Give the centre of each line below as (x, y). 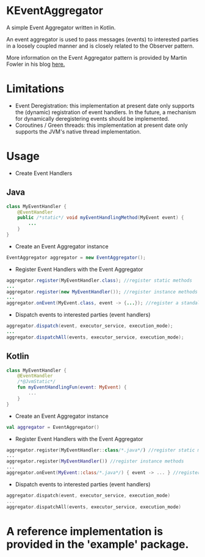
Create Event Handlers (44, 173)
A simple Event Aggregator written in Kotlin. (61, 27)
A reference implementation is (85, 531)
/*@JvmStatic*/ (37, 382)
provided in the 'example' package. (98, 544)
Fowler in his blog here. (36, 64)
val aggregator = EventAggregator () (53, 427)
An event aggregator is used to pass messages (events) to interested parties (103, 39)
